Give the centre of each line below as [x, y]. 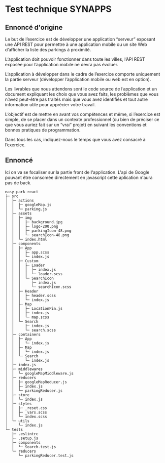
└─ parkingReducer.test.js [46, 456]
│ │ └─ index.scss [26, 417]
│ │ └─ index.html [26, 239]
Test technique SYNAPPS [58, 9]
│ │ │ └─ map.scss [27, 317]
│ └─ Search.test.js [34, 447]
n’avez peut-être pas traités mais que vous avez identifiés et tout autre [77, 99]
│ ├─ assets [18, 213]
